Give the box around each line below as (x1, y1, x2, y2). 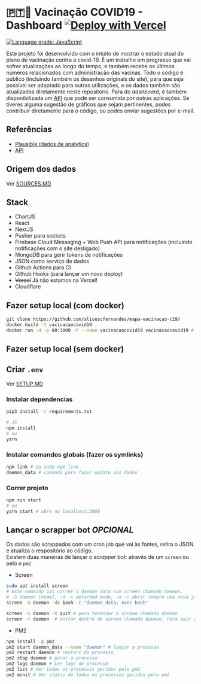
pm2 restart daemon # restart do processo (6, 649, 114, 656)
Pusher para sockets (14, 232, 66, 239)
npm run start (6, 497, 42, 503)
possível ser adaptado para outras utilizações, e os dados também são (6, 81, 181, 89)
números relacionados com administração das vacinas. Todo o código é (6, 69, 184, 76)
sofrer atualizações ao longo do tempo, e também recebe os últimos (6, 62, 175, 69)
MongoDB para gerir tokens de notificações (14, 251, 123, 259)
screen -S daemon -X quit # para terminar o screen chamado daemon (6, 610, 178, 616)
